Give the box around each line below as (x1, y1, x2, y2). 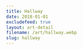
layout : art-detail (6, 24, 54, 30)
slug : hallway (6, 35, 41, 41)
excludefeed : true (6, 19, 51, 25)
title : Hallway (6, 8, 43, 14)
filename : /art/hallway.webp (6, 30, 77, 36)
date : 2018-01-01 (6, 14, 49, 20)
